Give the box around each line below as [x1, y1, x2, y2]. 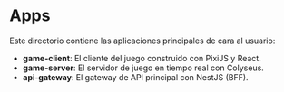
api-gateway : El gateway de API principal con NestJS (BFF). [22, 71, 249, 82]
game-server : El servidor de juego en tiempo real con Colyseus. [22, 62, 265, 73]
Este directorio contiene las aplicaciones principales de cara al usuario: [9, 35, 276, 46]
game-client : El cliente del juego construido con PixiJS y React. [22, 52, 261, 63]
